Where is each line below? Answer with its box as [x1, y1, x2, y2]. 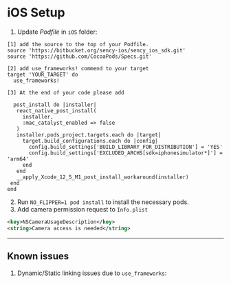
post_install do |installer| [13, 101, 97, 108]
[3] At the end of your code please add [7, 89, 125, 96]
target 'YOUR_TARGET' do [7, 71, 78, 78]
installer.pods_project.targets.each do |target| [16, 131, 162, 139]
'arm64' [7, 155, 30, 163]
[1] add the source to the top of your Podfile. [7, 41, 149, 48]
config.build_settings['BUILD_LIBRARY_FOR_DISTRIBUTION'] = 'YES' [28, 143, 223, 150]
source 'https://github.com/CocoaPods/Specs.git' [7, 53, 153, 60]
